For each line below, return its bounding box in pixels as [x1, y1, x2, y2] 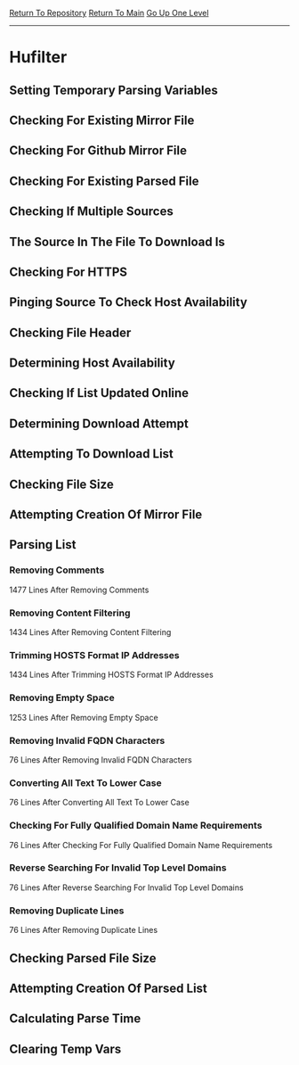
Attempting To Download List [9, 446, 174, 462]
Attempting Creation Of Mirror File [9, 508, 203, 523]
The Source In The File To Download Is [9, 234, 225, 249]
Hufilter [9, 47, 68, 68]
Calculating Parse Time [9, 1011, 141, 1027]
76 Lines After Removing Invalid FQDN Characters [9, 754, 193, 765]
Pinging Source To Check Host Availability [9, 294, 247, 310]
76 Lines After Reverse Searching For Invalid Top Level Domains [9, 882, 244, 893]
